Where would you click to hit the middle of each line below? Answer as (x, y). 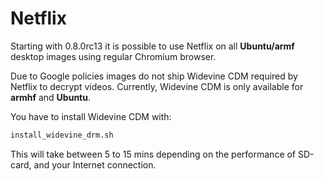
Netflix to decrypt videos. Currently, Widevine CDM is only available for (157, 86)
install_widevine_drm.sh (62, 135)
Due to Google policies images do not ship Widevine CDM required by (154, 76)
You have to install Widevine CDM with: (91, 116)
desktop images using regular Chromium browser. (113, 56)
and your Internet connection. (95, 164)
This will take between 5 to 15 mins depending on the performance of (153, 154)
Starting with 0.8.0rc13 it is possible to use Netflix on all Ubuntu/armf (152, 46)
